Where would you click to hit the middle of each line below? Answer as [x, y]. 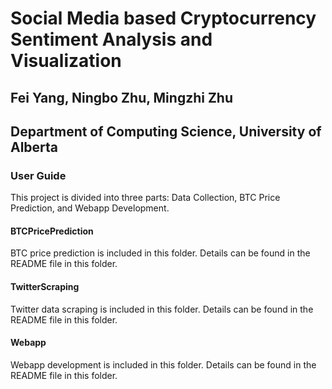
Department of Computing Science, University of [166, 131]
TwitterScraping [45, 287]
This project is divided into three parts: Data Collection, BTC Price [145, 198]
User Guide [38, 175]
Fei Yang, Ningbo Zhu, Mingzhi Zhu [122, 97]
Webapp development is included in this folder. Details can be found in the [163, 364]
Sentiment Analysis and [111, 39]
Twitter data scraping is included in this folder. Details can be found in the [162, 309]
